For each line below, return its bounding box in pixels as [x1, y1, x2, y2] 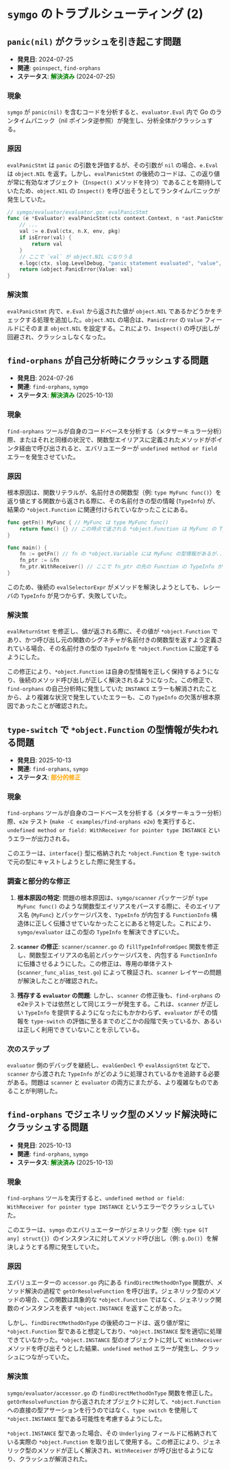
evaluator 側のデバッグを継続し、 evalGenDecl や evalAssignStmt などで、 [7, 1060, 214, 1069]
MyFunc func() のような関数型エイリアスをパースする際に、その [16, 902, 196, 910]
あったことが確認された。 [18, 702, 91, 710]
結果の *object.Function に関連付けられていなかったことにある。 [7, 505, 192, 513]
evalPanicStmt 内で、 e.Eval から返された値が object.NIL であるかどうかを [7, 306, 217, 315]
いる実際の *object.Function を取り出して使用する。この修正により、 [7, 1437, 203, 1446]
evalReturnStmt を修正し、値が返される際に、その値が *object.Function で [7, 627, 218, 635]
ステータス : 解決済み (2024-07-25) [16, 73, 116, 80]
